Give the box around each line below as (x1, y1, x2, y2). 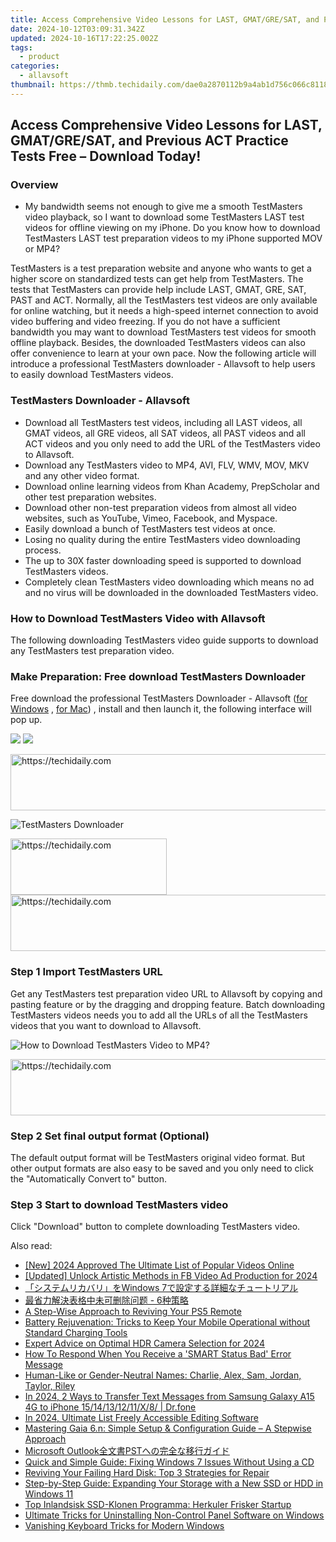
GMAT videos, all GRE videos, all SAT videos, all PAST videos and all (24, 427, 307, 439)
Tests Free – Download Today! (10, 148, 202, 165)
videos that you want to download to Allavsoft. (10, 1019, 202, 1031)
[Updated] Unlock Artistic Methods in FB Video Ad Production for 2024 (24, 1270, 318, 1282)
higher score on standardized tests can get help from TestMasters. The (10, 273, 304, 285)
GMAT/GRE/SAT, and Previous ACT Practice (10, 132, 289, 150)
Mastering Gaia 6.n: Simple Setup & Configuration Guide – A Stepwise (24, 1422, 312, 1435)
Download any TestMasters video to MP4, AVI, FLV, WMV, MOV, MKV (24, 459, 310, 471)
